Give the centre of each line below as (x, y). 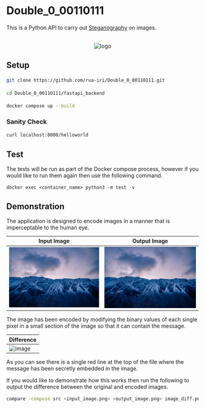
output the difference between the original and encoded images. (87, 387)
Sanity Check (27, 122)
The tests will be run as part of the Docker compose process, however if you (103, 169)
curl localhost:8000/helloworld (47, 135)
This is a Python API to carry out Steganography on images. (81, 28)
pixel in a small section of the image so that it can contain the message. (96, 326)
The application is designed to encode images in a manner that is (88, 221)
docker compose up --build (41, 106)
